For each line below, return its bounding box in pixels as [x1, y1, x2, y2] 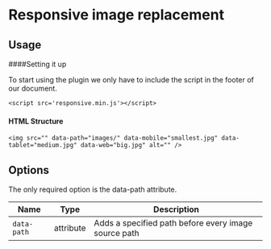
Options [8, 163, 50, 177]
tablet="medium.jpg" [8, 141, 78, 150]
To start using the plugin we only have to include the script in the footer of [8, 75, 254, 84]
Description [152, 204, 200, 215]
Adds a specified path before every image [94, 217, 253, 229]
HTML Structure [8, 116, 64, 126]
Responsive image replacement [8, 6, 224, 24]
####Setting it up [8, 59, 67, 69]
